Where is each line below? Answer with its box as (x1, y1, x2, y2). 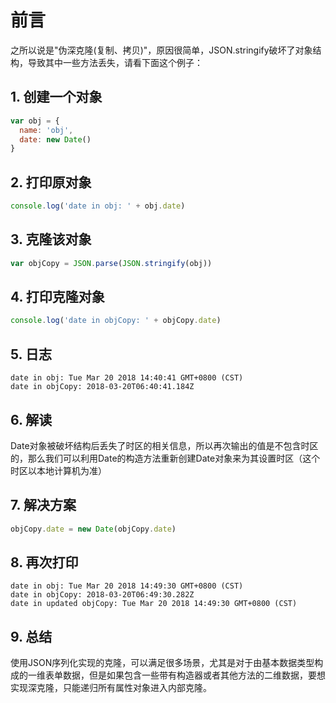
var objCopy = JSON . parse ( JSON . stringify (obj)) (10, 258, 213, 268)
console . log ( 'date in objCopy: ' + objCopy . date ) (10, 316, 222, 326)
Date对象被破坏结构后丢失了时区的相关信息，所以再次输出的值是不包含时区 (10, 439, 319, 451)
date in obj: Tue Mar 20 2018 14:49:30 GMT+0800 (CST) (10, 581, 244, 591)
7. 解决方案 (10, 497, 77, 514)
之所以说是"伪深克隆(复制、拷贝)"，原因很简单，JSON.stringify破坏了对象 (10, 44, 313, 56)
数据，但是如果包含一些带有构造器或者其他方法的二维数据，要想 (62, 669, 326, 681)
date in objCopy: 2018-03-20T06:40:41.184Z (10, 382, 195, 392)
